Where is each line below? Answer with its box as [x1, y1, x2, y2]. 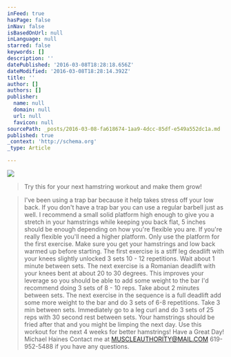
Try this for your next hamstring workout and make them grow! [23, 183, 202, 190]
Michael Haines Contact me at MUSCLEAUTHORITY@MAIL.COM [23, 335, 209, 343]
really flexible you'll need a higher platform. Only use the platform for [23, 232, 220, 241]
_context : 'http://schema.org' [7, 139, 97, 145]
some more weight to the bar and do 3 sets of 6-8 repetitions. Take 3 [23, 298, 221, 307]
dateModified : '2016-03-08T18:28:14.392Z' [7, 68, 131, 74]
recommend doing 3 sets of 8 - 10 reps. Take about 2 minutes [23, 284, 200, 292]
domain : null [13, 106, 51, 113]
